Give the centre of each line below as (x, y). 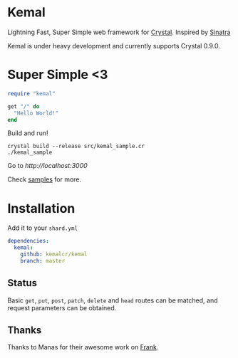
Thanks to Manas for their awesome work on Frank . (83, 347)
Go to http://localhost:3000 (47, 166)
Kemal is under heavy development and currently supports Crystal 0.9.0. (114, 46)
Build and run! (28, 133)
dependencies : (29, 241)
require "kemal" (31, 93)
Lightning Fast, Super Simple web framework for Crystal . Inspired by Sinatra (119, 32)
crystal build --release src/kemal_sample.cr (76, 147)
